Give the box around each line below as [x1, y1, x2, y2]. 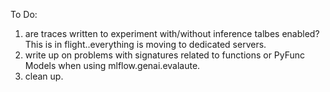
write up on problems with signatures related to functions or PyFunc [24, 49, 306, 61]
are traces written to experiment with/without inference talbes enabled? [24, 28, 320, 39]
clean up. [24, 70, 64, 82]
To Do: [10, 9, 38, 20]
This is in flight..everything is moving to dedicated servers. [24, 39, 267, 50]
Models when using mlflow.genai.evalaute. [24, 60, 201, 71]
